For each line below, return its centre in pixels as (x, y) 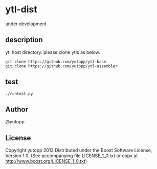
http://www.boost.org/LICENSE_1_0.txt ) (46, 161)
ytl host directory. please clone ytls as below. (53, 52)
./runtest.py (19, 93)
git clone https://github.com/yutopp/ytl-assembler (61, 66)
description (24, 40)
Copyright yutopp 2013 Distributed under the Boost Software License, (79, 151)
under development (26, 24)
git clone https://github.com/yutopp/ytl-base (56, 62)
